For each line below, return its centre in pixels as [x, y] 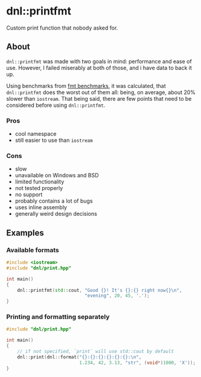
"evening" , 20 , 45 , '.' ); [117, 296]
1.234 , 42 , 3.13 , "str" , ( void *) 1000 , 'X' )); [138, 363]
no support [29, 195]
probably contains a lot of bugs [54, 201]
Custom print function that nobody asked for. [62, 28]
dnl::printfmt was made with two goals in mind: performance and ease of [99, 61]
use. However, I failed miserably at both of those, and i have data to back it [99, 68]
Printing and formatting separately [58, 317]
